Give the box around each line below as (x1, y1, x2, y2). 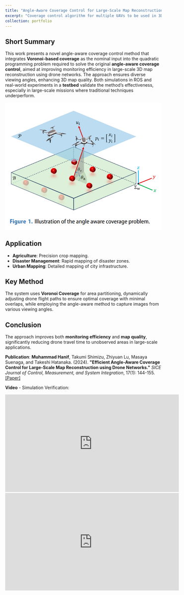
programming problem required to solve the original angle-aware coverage (5, 61, 160, 67)
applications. (5, 344, 31, 350)
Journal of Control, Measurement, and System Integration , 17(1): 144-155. (5, 370, 155, 376)
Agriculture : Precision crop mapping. (12, 253, 89, 259)
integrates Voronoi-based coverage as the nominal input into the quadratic (5, 56, 159, 62)
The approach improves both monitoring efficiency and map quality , (5, 334, 147, 340)
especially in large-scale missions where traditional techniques (5, 87, 134, 94)
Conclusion (5, 321, 42, 329)
